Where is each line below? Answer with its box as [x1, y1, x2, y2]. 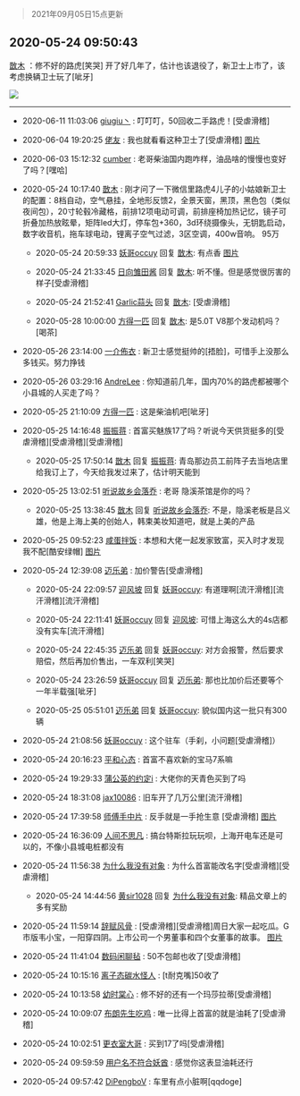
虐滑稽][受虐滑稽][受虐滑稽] [21, 436, 123, 446]
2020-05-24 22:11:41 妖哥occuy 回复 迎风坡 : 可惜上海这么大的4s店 [35, 614, 280, 624]
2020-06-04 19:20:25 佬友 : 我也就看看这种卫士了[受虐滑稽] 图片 [21, 134, 261, 145]
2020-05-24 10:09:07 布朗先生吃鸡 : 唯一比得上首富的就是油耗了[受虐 [21, 1007, 279, 1018]
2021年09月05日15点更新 [30, 9, 124, 19]
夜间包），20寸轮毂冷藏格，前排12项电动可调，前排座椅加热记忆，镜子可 [21, 206, 287, 217]
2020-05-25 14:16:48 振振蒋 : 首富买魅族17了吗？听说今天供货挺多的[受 [21, 425, 285, 436]
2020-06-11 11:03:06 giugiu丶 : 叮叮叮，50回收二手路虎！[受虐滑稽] [21, 115, 271, 126]
